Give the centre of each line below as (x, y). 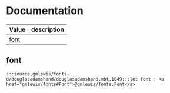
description (48, 29)
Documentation (45, 11)
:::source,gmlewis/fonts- (38, 74)
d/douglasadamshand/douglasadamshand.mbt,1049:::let (72, 79)
